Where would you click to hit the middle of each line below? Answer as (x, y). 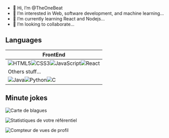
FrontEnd (54, 55)
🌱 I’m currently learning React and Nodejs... (59, 19)
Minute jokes (26, 98)
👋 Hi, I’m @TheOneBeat (38, 8)
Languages (24, 40)
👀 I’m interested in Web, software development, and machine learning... (88, 13)
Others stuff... (24, 72)
